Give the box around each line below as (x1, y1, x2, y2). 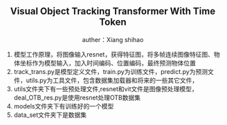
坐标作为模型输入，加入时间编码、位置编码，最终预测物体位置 (19, 59, 196, 67)
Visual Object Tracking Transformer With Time (10, 6, 216, 17)
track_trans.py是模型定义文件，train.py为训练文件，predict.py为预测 (13, 67, 208, 75)
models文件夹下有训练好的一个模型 (13, 102, 114, 110)
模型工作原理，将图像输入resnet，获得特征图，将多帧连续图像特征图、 (13, 50, 215, 58)
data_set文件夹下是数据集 (13, 110, 87, 119)
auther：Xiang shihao (82, 35, 144, 44)
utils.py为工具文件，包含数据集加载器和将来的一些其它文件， (26, 76, 199, 84)
